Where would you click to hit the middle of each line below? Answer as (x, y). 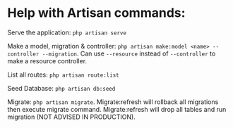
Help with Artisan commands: (96, 13)
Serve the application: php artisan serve (67, 32)
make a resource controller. (47, 60)
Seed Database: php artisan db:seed (61, 88)
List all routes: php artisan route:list (63, 75)
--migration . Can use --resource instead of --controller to (129, 53)
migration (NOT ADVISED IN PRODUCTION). (71, 117)
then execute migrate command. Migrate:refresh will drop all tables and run (117, 109)
